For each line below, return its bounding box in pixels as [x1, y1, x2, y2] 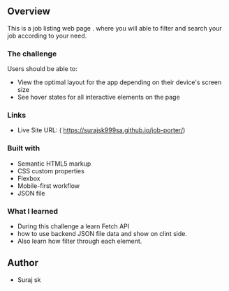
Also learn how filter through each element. [17, 237, 142, 245]
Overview [7, 6, 51, 17]
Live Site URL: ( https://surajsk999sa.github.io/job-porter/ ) [17, 126, 186, 134]
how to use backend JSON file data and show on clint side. [17, 230, 187, 237]
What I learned [7, 206, 58, 216]
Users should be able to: [7, 65, 78, 73]
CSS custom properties [17, 166, 85, 175]
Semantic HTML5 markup [17, 159, 91, 168]
